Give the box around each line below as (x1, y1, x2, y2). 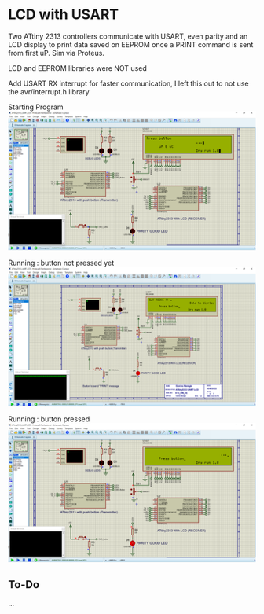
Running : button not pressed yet (8, 258, 115, 268)
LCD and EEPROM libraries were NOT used (8, 63, 147, 72)
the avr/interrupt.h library (8, 86, 90, 96)
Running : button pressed (8, 414, 90, 424)
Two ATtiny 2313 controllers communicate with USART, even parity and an (8, 31, 248, 41)
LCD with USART (8, 6, 119, 24)
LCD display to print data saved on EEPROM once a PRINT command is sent (8, 39, 254, 49)
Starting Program (8, 102, 64, 112)
